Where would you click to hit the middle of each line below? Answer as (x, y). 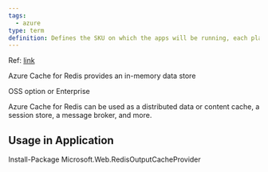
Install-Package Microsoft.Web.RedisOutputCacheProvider (104, 159)
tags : (17, 16)
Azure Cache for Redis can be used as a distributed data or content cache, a (134, 107)
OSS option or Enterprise (49, 92)
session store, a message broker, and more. (80, 115)
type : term (26, 30)
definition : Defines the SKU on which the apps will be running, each (128, 38)
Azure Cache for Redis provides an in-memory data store (102, 76)
